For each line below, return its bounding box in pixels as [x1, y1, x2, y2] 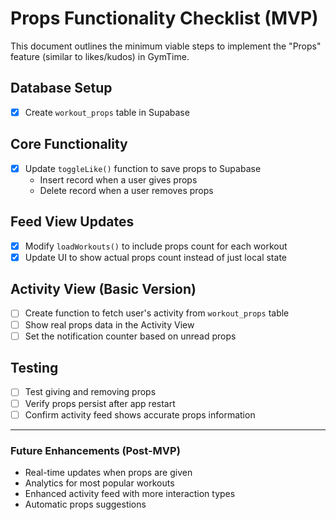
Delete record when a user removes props [39, 184, 214, 196]
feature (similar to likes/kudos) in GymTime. [10, 50, 190, 62]
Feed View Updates [10, 213, 135, 231]
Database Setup [10, 80, 113, 97]
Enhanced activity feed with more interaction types [24, 487, 236, 499]
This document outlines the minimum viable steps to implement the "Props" [10, 40, 322, 52]
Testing [10, 360, 59, 377]
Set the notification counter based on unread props [24, 330, 237, 342]
